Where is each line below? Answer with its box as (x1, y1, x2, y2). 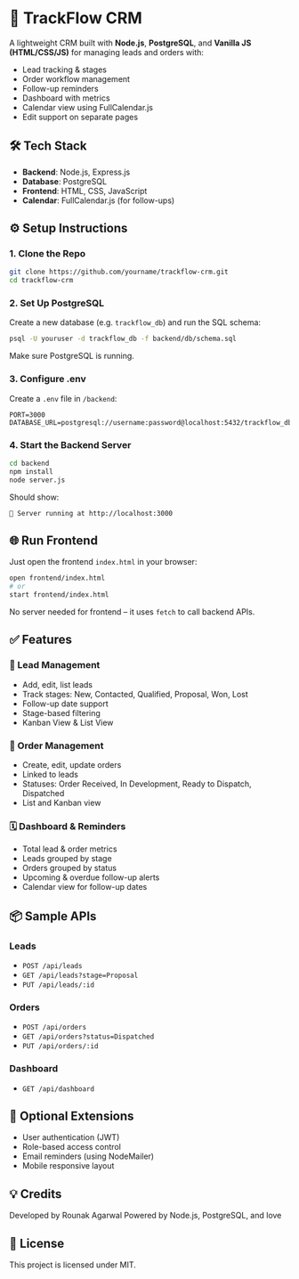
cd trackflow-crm (9, 276, 74, 285)
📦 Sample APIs (9, 908, 97, 924)
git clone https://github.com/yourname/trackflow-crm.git (9, 267, 229, 277)
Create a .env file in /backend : (9, 393, 117, 403)
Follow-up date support (21, 698, 109, 709)
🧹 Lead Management (9, 659, 101, 672)
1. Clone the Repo (9, 248, 86, 260)
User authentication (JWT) (21, 1132, 120, 1143)
